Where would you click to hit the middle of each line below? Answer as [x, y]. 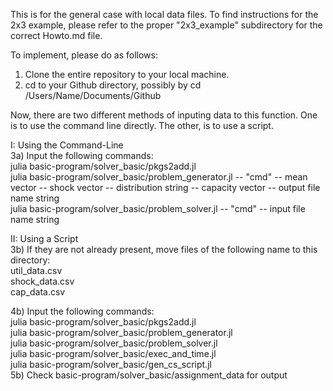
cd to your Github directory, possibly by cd [113, 85]
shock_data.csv [42, 281]
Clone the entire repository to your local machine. [127, 74]
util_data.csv [36, 270]
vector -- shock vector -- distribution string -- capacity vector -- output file [165, 187]
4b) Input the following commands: [82, 311]
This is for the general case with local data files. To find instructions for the [164, 14]
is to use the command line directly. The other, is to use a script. [142, 125]
